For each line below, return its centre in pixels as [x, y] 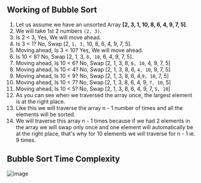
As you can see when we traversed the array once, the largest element [104, 95]
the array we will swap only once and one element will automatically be [104, 127]
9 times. [26, 140]
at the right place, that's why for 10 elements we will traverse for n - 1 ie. [105, 133]
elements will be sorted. [45, 114]
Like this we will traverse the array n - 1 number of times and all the [99, 108]
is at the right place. [41, 101]
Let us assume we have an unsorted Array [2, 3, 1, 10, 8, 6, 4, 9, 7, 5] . [101, 24]
